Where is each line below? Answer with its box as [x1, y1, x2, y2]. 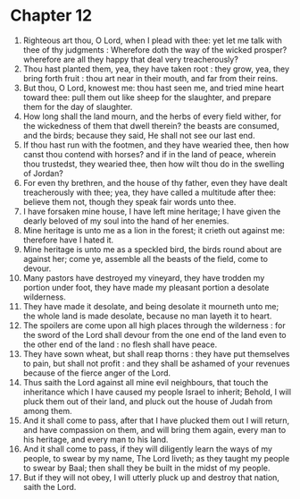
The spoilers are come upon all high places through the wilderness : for [22, 319, 287, 331]
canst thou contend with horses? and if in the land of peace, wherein [22, 148, 276, 159]
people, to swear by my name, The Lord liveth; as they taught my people [22, 452, 290, 463]
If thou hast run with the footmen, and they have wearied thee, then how [22, 140, 289, 150]
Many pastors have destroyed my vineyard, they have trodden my [22, 272, 265, 283]
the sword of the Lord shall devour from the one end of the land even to [22, 329, 287, 340]
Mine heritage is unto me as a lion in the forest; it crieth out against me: [22, 224, 285, 235]
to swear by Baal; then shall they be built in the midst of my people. [22, 462, 271, 473]
